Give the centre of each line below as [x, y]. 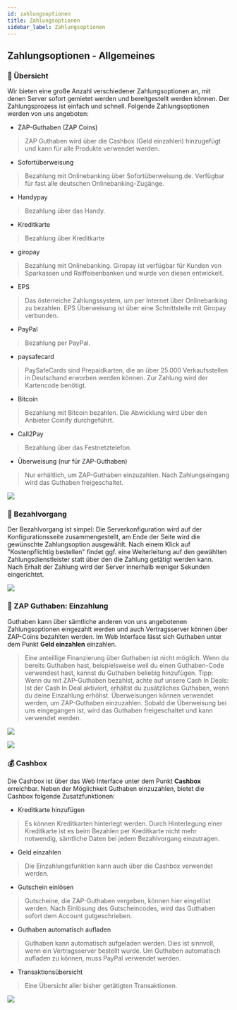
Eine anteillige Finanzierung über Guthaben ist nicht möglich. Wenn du [127, 657]
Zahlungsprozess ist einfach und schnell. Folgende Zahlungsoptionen [108, 106]
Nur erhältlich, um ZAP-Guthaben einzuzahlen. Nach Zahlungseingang [127, 475]
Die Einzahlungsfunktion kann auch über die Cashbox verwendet [119, 866]
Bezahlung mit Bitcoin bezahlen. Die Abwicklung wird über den [116, 413]
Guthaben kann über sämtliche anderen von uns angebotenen [97, 621]
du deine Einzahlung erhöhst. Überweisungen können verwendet [119, 695]
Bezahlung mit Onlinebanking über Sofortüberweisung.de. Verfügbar [124, 176]
